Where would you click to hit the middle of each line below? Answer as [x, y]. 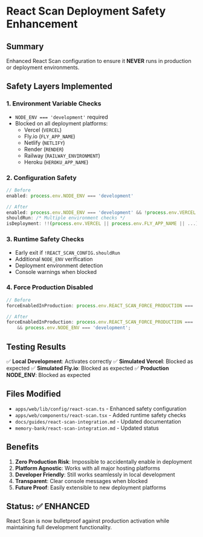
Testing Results [36, 347]
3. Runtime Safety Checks [45, 239]
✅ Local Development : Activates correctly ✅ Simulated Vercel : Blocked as [100, 361]
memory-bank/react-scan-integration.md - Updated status [87, 428]
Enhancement [42, 24]
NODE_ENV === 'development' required [62, 117]
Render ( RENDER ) [44, 149]
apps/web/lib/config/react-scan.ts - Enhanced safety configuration [101, 409]
